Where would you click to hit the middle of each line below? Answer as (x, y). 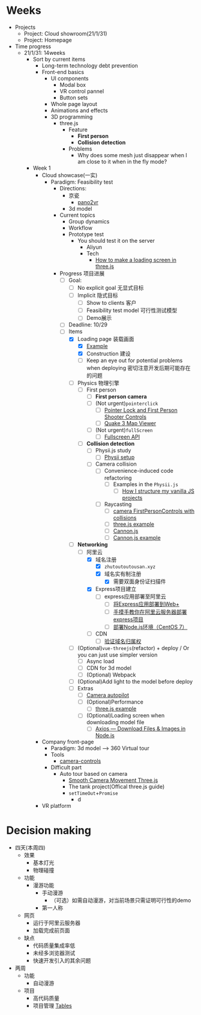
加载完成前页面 (51, 931)
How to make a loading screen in (136, 260)
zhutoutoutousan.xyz (130, 567)
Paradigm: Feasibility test (82, 182)
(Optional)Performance (115, 702)
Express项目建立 (116, 589)
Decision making (49, 830)
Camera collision (116, 464)
